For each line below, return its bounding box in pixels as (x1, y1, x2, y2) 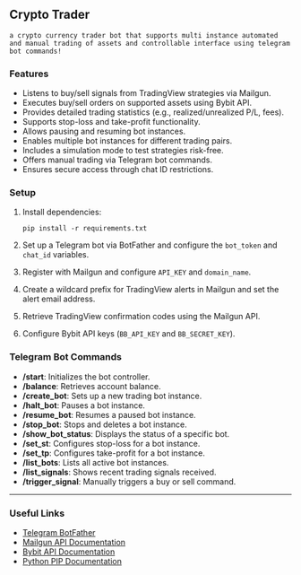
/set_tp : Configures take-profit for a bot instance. (21, 448, 206, 458)
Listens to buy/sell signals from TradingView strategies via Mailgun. (21, 88, 271, 99)
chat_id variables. (21, 249, 90, 260)
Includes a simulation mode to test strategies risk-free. (21, 145, 224, 156)
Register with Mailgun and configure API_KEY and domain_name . (21, 266, 252, 277)
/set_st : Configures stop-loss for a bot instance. (21, 438, 201, 449)
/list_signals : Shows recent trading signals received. (21, 466, 217, 477)
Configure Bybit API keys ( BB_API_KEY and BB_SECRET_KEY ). (21, 328, 236, 339)
